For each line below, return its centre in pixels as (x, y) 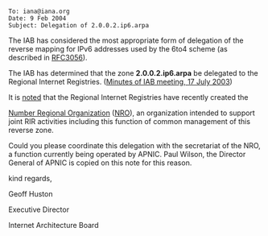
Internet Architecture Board (54, 225)
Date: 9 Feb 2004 (37, 19)
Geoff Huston (31, 194)
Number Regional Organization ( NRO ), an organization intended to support (132, 113)
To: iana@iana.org (39, 11)
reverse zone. (31, 130)
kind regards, (30, 178)
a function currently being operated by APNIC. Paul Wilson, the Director (127, 154)
